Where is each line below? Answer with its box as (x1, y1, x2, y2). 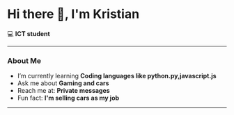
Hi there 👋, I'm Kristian (7, 6, 140, 22)
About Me (7, 55, 42, 65)
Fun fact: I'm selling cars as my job (17, 94, 120, 103)
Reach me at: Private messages (17, 87, 110, 95)
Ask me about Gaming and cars (17, 79, 109, 87)
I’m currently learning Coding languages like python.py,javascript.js (17, 72, 217, 80)
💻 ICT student (7, 29, 50, 37)
